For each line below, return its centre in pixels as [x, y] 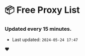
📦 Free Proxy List [42, 10]
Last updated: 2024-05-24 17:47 [45, 40]
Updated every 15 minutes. [38, 29]
